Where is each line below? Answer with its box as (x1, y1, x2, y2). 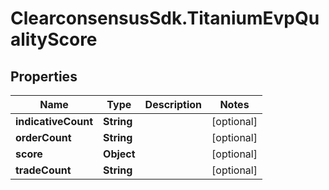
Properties (10, 68, 78, 85)
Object (103, 147, 136, 161)
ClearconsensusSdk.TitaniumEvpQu (10, 7, 320, 30)
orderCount (15, 131, 72, 144)
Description (144, 98, 203, 111)
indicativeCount (15, 115, 94, 128)
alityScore (10, 28, 98, 51)
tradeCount (15, 163, 72, 177)
